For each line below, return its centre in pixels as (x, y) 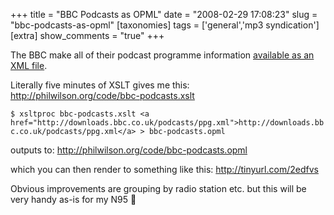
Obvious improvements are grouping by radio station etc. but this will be (158, 188)
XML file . (29, 65)
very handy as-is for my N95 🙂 (73, 199)
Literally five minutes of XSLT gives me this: (100, 85)
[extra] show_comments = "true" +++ (87, 35)
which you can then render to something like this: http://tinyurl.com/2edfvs (164, 169)
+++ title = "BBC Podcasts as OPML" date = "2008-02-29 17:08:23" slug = (164, 14)
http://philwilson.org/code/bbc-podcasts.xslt (102, 95)
